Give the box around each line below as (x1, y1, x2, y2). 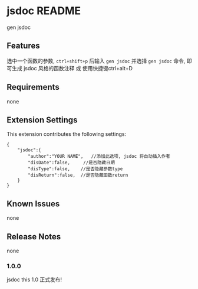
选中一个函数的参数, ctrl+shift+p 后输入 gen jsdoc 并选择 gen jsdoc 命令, (6, 57, 186, 64)
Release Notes (6, 232, 61, 242)
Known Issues (6, 199, 60, 209)
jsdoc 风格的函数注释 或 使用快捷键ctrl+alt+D (23, 64, 133, 72)
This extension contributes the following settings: (6, 131, 126, 138)
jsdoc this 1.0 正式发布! (6, 276, 62, 283)
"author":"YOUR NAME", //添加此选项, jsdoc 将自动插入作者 (28, 154, 170, 160)
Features (6, 41, 40, 51)
